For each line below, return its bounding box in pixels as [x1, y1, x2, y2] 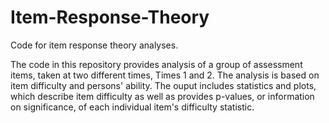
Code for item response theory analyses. [10, 39, 179, 51]
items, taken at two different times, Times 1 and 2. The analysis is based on [10, 69, 320, 81]
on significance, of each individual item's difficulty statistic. [10, 101, 255, 113]
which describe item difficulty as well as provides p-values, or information [10, 90, 315, 102]
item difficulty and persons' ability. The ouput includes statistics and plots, [10, 79, 317, 91]
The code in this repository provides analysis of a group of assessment [10, 58, 303, 70]
